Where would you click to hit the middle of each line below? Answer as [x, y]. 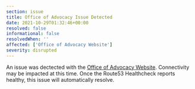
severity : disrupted [32, 50]
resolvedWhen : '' [28, 39]
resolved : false [26, 28]
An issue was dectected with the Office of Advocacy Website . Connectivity [98, 67]
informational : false [33, 34]
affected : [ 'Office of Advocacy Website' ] [59, 45]
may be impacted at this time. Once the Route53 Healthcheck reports [91, 73]
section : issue [25, 12]
